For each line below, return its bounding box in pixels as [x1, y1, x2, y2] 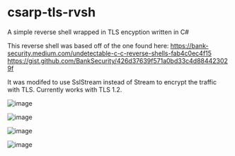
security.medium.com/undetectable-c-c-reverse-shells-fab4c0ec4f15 [7, 49, 212, 57]
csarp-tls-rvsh [7, 4, 96, 21]
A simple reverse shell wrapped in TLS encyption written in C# [7, 28, 190, 36]
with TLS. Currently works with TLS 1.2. [7, 85, 122, 94]
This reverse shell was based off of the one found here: [7, 41, 169, 50]
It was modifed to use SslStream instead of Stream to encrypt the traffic [7, 77, 217, 86]
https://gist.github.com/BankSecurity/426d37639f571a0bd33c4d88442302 [7, 56, 229, 65]
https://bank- [170, 41, 209, 50]
